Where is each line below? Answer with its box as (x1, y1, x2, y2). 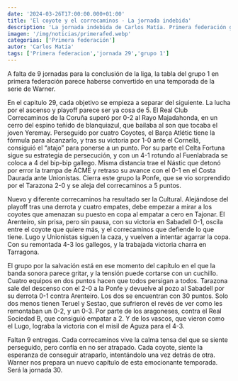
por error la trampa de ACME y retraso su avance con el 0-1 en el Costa (7, 166, 216, 175)
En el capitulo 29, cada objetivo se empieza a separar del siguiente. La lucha (7, 98, 231, 106)
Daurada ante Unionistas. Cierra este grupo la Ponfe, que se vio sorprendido (7, 173, 231, 182)
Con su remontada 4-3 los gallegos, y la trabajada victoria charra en (7, 240, 207, 248)
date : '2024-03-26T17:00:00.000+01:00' (7, 10, 125, 18)
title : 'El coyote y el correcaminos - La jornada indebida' (7, 17, 192, 24)
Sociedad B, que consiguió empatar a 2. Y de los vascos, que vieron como (7, 314, 225, 323)
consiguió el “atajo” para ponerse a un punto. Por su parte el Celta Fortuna (7, 143, 225, 152)
